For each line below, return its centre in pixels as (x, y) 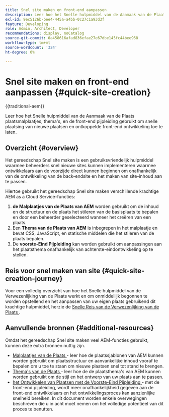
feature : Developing (27, 24)
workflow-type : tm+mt (28, 43)
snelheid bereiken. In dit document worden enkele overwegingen (80, 398)
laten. (11, 132)
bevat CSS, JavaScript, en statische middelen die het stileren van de (83, 233)
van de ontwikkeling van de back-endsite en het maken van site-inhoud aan (84, 176)
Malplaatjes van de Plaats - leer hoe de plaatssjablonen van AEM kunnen (88, 355)
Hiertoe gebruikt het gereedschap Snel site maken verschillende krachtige (82, 191)
